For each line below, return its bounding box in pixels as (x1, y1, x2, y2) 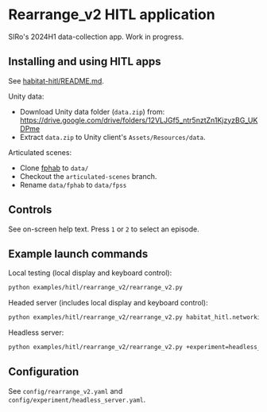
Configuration (8, 365, 79, 379)
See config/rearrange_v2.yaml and (8, 386, 123, 395)
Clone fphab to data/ (19, 163, 89, 173)
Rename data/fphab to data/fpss (19, 180, 127, 189)
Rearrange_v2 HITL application (8, 6, 216, 24)
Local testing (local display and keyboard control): (8, 268, 172, 278)
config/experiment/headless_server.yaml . (8, 395, 146, 404)
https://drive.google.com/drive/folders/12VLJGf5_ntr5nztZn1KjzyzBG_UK (19, 115, 258, 125)
